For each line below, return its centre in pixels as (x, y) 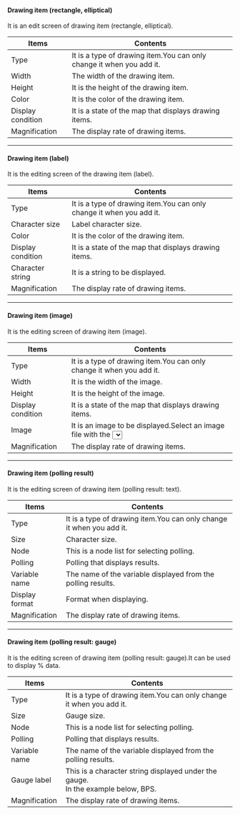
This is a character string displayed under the (141, 771)
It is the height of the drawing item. (130, 88)
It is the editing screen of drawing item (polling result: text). (95, 489)
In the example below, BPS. (111, 789)
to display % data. (34, 666)
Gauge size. (85, 716)
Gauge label (31, 780)
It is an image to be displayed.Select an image (148, 425)
